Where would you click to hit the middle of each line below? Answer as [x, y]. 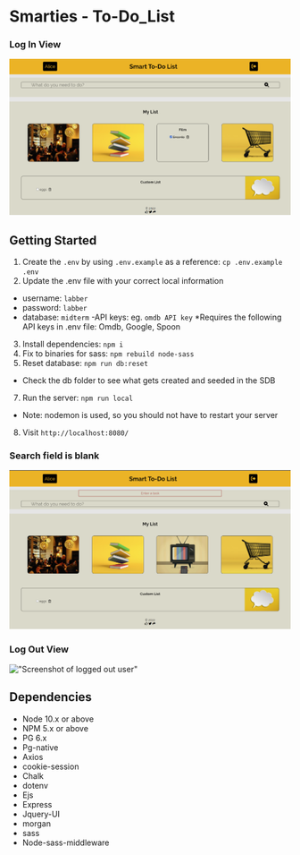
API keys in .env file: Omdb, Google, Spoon [101, 327]
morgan [37, 823]
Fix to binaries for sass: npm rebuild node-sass [108, 354]
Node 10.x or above [58, 719]
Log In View [35, 45]
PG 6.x [34, 738]
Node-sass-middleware [66, 842]
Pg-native [40, 747]
